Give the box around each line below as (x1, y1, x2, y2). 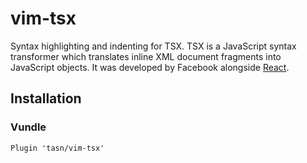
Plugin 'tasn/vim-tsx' (10, 143, 105, 153)
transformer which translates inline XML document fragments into (10, 50, 282, 62)
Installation (10, 90, 82, 107)
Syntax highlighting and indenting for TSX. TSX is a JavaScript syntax (10, 40, 297, 52)
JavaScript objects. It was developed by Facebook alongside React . (10, 61, 290, 73)
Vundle (10, 120, 47, 134)
